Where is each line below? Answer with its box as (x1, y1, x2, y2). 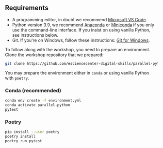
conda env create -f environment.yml (5, 98, 81, 103)
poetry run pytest (5, 138, 42, 143)
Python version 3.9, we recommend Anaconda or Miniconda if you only (12, 22, 154, 28)
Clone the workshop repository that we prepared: (5, 52, 104, 58)
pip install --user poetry (5, 129, 60, 134)
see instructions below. (12, 32, 59, 38)
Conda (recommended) (5, 87, 62, 94)
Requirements (5, 4, 49, 12)
